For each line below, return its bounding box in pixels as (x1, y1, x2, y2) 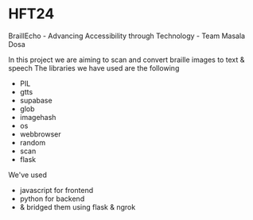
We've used (8, 170, 48, 179)
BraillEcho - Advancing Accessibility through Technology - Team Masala (8, 31, 245, 41)
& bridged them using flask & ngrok (19, 202, 136, 211)
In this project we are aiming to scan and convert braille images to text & (8, 55, 245, 64)
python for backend (19, 194, 85, 203)
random (19, 137, 46, 147)
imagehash (19, 112, 56, 122)
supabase (19, 95, 53, 105)
